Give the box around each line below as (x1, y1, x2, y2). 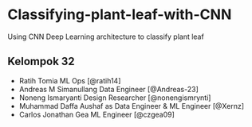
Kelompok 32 (7, 55, 75, 68)
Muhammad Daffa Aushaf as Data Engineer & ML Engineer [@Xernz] (18, 101, 245, 110)
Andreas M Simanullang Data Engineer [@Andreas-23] (18, 84, 199, 94)
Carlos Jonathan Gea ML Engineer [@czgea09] (18, 110, 175, 119)
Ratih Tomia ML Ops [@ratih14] (18, 75, 121, 85)
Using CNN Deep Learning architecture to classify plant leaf (7, 32, 204, 41)
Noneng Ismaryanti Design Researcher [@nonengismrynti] (18, 93, 211, 102)
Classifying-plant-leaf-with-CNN (7, 6, 232, 24)
